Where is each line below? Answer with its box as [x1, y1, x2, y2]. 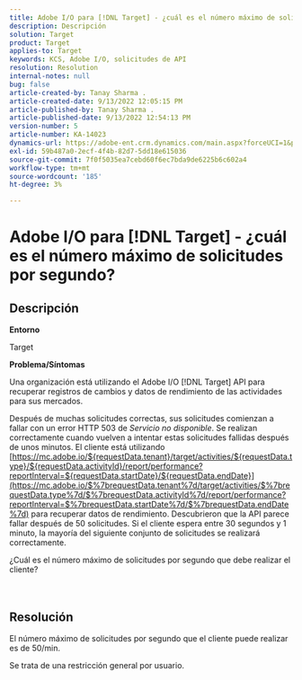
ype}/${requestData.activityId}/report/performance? [9, 461, 204, 472]
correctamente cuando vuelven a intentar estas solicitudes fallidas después [9, 432, 289, 443]
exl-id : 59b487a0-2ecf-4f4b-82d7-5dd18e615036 [9, 146, 187, 155]
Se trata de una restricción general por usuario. [9, 659, 185, 670]
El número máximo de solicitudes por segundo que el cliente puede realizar [9, 632, 289, 643]
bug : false [9, 80, 50, 89]
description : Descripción [9, 22, 106, 31]
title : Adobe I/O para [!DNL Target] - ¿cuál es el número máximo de [9, 13, 276, 22]
